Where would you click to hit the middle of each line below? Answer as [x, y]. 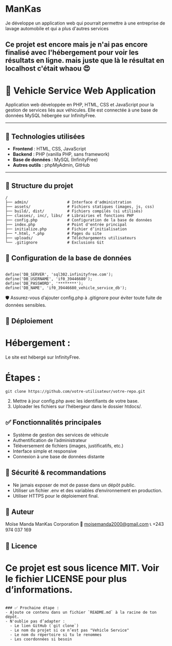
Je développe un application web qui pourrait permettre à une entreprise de [85, 23]
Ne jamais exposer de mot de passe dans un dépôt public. [74, 485]
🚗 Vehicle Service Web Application [81, 91]
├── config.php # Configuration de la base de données [79, 220]
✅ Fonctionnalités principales [53, 422]
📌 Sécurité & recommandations [56, 473]
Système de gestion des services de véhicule [61, 435]
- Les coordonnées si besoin [41, 639]
